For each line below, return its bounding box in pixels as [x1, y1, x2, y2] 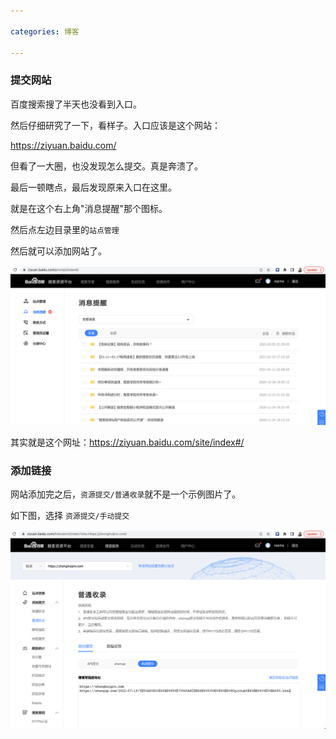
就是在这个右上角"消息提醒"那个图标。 [10, 202, 168, 214]
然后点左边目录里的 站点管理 [10, 223, 120, 235]
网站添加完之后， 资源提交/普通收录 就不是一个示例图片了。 [10, 488, 242, 500]
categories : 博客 [10, 26, 80, 37]
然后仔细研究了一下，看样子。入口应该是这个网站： [10, 119, 221, 131]
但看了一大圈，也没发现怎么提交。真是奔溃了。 [10, 160, 203, 172]
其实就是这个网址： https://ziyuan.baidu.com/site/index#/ [10, 436, 245, 448]
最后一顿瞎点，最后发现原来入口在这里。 [10, 181, 177, 193]
